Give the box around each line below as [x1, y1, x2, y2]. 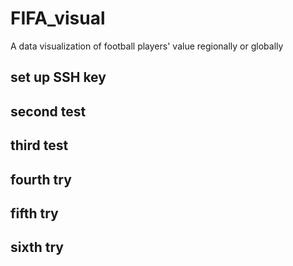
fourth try [10, 171, 72, 188]
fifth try [10, 205, 59, 222]
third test [10, 137, 69, 154]
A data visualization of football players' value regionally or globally [10, 40, 284, 52]
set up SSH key [10, 69, 107, 86]
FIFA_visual [10, 7, 106, 30]
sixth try [10, 239, 64, 256]
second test [10, 103, 87, 120]
